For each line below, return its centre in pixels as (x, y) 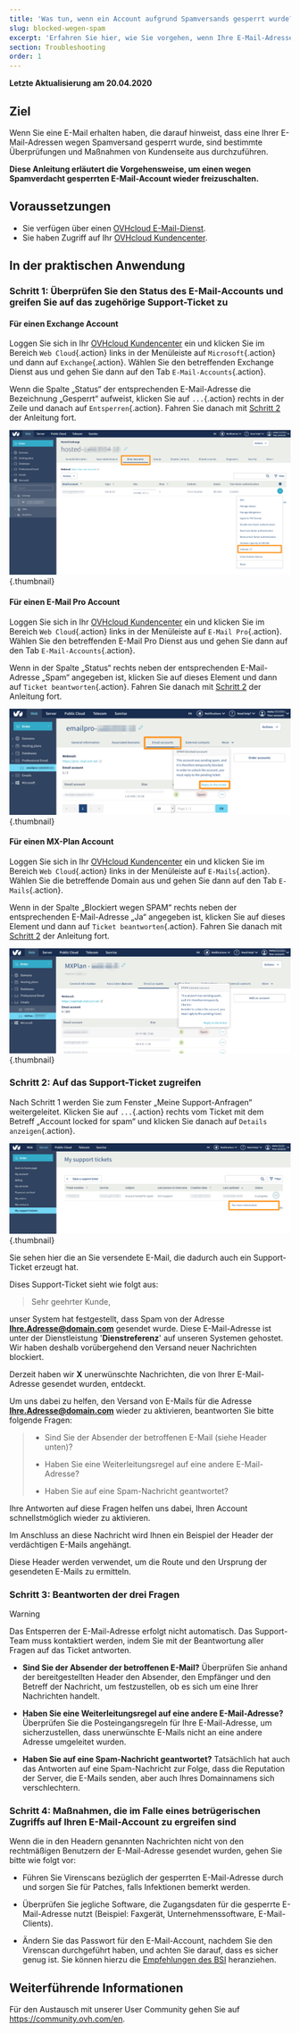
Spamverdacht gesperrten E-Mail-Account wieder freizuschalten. (134, 178)
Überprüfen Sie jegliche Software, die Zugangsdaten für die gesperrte (151, 1904)
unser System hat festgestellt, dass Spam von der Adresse (117, 1319)
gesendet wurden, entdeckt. (93, 1383)
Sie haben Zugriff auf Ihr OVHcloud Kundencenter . (115, 238)
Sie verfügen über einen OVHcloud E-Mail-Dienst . (114, 228)
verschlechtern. (51, 1788)
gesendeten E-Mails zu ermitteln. (70, 1571)
